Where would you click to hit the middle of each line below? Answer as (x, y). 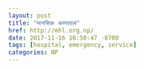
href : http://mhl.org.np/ (51, 30)
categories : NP (33, 52)
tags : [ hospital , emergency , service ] (72, 45)
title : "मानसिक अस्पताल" (44, 23)
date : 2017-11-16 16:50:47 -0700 (64, 38)
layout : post (30, 15)
